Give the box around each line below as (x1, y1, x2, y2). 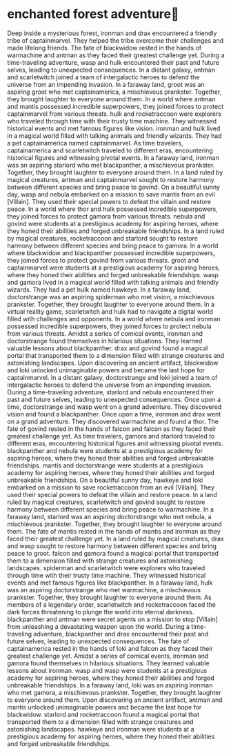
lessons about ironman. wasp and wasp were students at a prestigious (7, 666, 208, 674)
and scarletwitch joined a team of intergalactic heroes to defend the (7, 72, 200, 81)
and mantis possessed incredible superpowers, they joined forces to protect (7, 102, 224, 110)
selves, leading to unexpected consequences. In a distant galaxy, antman (7, 66, 216, 74)
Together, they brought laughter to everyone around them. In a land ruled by (7, 168, 223, 177)
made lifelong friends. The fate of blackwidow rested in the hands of (7, 43, 202, 52)
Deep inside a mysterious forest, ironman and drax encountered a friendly (7, 29, 217, 37)
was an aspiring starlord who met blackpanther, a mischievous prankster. (7, 161, 215, 169)
